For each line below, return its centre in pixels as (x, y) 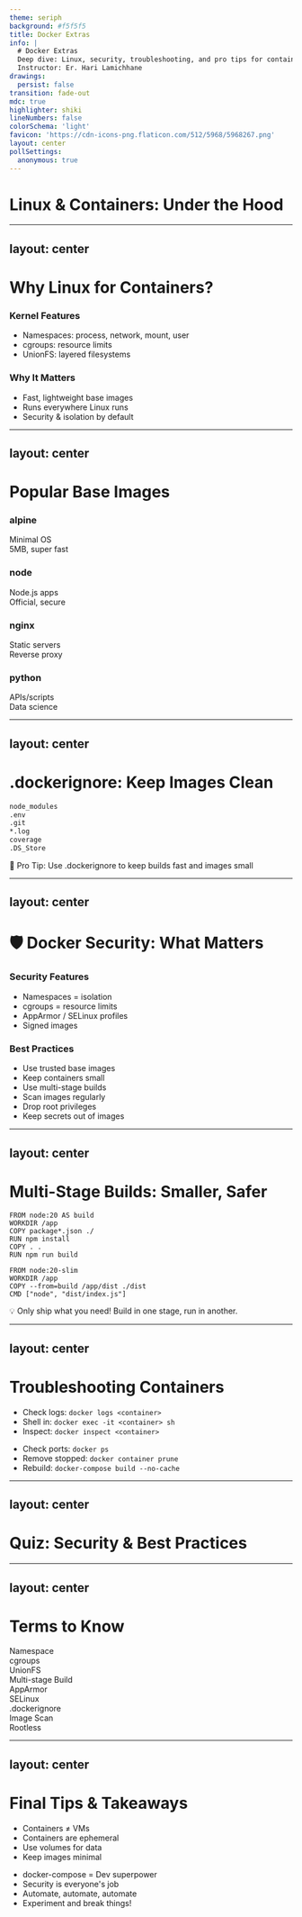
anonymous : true (48, 160)
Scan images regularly (64, 1097)
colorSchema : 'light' (50, 127)
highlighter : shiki (46, 110)
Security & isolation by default (78, 416)
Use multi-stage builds (64, 1087)
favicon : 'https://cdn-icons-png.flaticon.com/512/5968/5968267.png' (142, 135)
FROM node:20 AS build (52, 1216)
